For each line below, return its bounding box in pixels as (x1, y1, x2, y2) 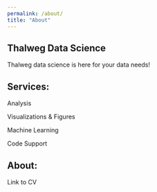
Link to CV (7, 177, 37, 186)
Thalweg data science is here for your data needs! (7, 60, 151, 69)
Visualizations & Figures (7, 112, 75, 121)
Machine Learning (7, 126, 59, 134)
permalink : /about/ (7, 10, 64, 17)
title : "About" (7, 17, 51, 24)
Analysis (7, 99, 32, 107)
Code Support (7, 139, 48, 148)
